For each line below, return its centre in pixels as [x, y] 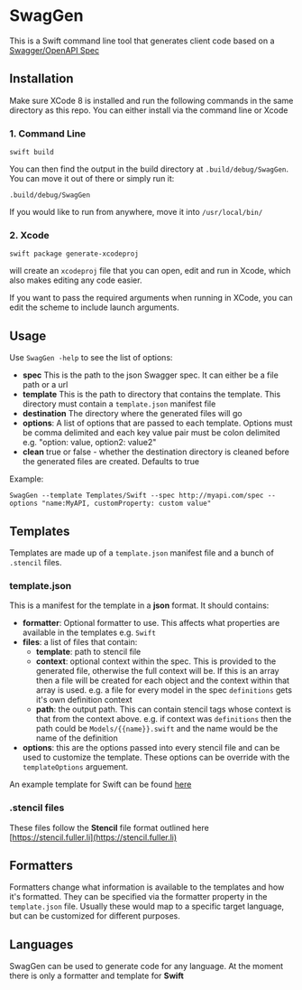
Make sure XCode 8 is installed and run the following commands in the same [151, 100]
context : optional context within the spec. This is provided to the [156, 661]
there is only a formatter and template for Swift [97, 976]
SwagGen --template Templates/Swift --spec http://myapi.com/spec [137, 496]
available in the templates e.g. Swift [89, 632]
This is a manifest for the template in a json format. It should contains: [139, 605]
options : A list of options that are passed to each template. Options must [157, 423]
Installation [41, 79]
